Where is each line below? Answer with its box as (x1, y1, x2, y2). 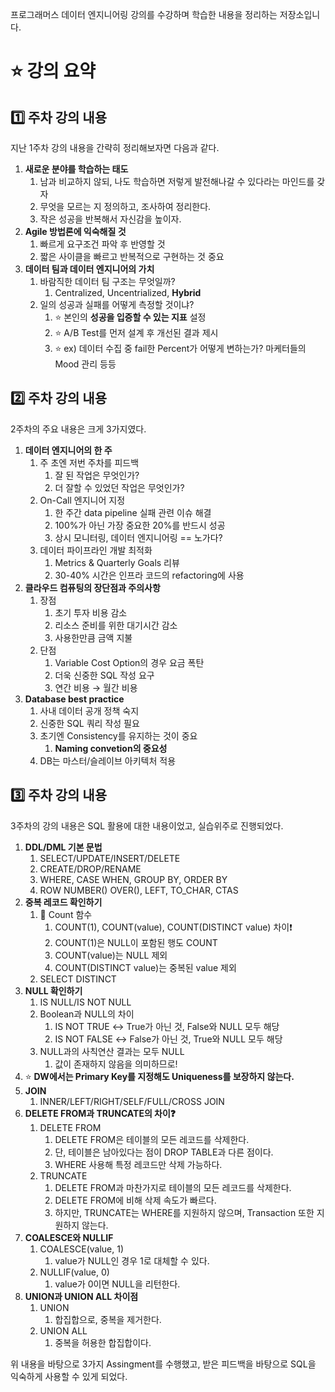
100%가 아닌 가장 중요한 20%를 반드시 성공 (54, 519, 226, 531)
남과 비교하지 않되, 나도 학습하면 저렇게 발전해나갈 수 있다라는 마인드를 (39, 176, 315, 187)
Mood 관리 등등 (54, 358, 117, 370)
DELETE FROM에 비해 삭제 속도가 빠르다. (54, 1194, 217, 1206)
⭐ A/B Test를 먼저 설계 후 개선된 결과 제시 (54, 327, 219, 338)
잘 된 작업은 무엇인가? (54, 469, 140, 481)
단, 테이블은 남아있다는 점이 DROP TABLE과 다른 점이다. (54, 1146, 274, 1158)
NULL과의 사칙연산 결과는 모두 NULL (39, 1045, 185, 1057)
